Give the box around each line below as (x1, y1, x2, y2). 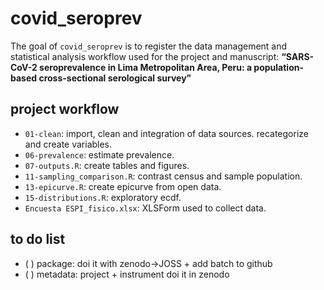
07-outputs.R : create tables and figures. (24, 159, 190, 171)
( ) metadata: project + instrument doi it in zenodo (24, 268, 230, 280)
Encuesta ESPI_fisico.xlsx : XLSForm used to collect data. (24, 202, 267, 214)
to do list (10, 231, 66, 248)
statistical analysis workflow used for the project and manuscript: (10, 50, 280, 62)
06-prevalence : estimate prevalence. (24, 148, 175, 161)
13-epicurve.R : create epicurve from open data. (24, 180, 222, 192)
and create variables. (24, 138, 113, 150)
